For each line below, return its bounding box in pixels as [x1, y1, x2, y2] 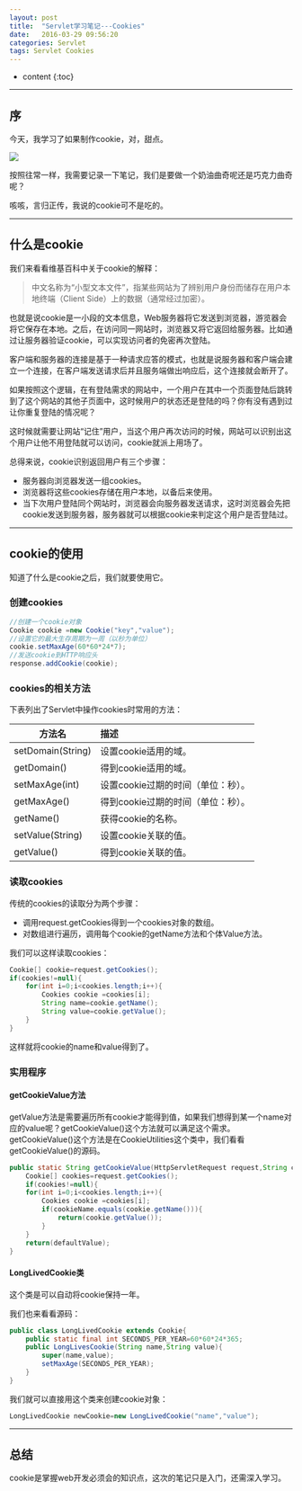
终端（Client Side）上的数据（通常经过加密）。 [39, 293, 209, 304]
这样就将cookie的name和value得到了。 [9, 1040, 155, 1052]
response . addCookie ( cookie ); [9, 659, 119, 668]
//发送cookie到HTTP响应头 [9, 651, 99, 660]
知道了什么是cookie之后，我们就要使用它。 [9, 572, 169, 583]
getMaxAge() [13, 795, 70, 808]
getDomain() [13, 762, 67, 774]
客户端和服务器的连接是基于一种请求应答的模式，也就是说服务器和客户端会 [9, 353, 285, 364]
